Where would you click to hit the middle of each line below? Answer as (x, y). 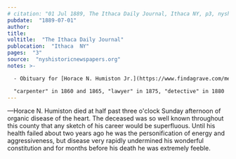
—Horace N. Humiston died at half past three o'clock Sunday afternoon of (114, 111)
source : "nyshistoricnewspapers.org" (64, 60)
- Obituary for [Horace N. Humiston (67, 78)
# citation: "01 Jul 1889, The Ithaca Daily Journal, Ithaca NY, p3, (111, 14)
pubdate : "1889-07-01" (42, 20)
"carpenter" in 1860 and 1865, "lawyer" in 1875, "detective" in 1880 (119, 91)
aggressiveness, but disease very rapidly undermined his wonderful (106, 141)
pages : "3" (25, 53)
